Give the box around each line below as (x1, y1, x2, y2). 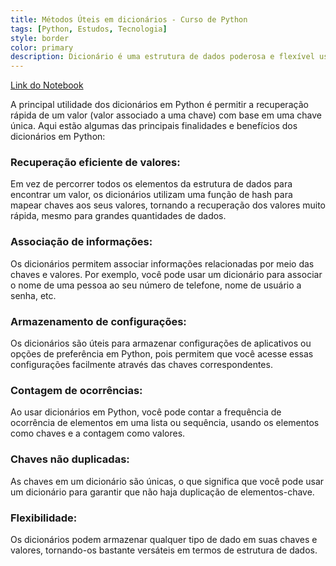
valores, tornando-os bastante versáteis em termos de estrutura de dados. (10, 544, 318, 556)
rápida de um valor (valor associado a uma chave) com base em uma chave (10, 109, 322, 121)
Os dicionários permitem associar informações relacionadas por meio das (10, 257, 315, 270)
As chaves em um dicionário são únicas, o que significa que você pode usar (10, 475, 325, 487)
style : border (10, 33, 70, 43)
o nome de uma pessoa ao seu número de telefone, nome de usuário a (10, 279, 302, 291)
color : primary (10, 42, 74, 53)
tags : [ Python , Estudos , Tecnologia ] (10, 24, 168, 34)
